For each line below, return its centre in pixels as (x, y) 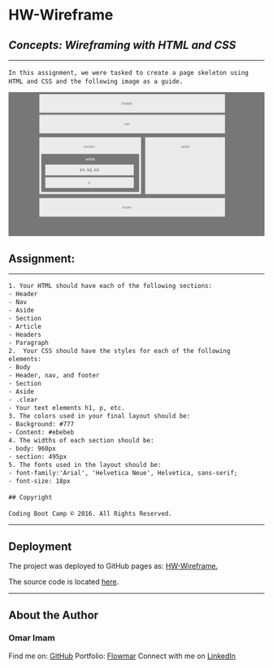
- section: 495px (38, 457)
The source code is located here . (64, 582)
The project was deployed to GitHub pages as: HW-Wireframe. (113, 566)
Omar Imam (32, 638)
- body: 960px (32, 449)
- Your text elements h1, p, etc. (67, 408)
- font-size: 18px (39, 482)
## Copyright (30, 498)
